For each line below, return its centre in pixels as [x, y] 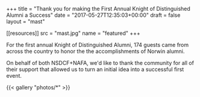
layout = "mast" [26, 21]
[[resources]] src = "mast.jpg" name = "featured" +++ [73, 33]
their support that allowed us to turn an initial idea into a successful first [95, 69]
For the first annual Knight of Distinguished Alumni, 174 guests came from [98, 45]
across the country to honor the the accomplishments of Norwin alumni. [95, 51]
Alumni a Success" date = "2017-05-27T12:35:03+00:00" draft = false [93, 15]
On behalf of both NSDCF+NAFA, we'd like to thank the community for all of [100, 63]
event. [14, 76]
